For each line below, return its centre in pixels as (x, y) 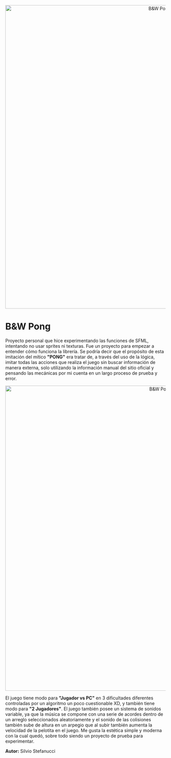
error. (11, 378)
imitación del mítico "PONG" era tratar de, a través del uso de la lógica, (80, 357)
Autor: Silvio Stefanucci (30, 751)
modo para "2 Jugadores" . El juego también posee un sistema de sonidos (83, 709)
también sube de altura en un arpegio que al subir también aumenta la (79, 725)
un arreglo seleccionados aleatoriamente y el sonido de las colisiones (78, 719)
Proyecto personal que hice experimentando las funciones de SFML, (77, 341)
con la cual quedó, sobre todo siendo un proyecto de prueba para (74, 736)
